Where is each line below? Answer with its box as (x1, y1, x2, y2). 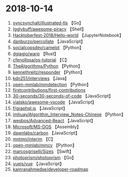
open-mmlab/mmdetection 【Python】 (12, 81, 91, 87)
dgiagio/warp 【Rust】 (12, 50, 59, 57)
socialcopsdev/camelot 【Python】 (12, 44, 84, 50)
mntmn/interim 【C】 (12, 136, 55, 142)
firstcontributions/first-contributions (12, 87, 86, 93)
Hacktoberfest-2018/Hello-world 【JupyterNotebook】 (12, 32, 124, 38)
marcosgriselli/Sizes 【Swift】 (12, 148, 74, 154)
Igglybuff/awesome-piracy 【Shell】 (12, 26, 86, 32)
